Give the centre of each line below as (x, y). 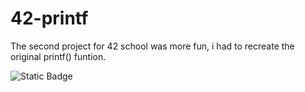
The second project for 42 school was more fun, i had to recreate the (152, 46)
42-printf (49, 18)
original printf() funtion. (58, 56)
